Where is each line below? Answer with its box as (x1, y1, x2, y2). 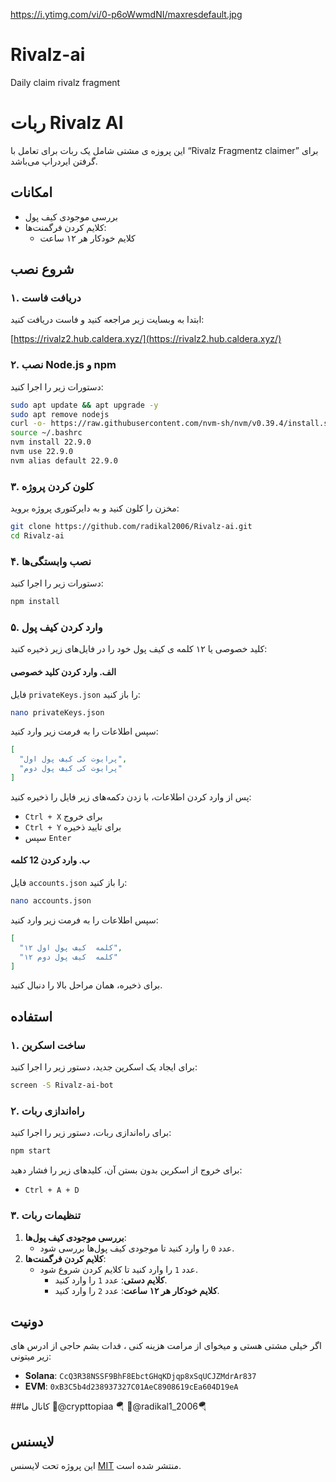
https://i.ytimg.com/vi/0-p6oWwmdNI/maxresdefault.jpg (10, 9, 243, 20)
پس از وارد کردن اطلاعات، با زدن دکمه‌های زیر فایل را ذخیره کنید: (10, 790, 252, 803)
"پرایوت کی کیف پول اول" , (19, 754, 128, 764)
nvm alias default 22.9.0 (10, 455, 118, 466)
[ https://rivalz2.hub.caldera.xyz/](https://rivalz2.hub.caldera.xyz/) (10, 333, 282, 345)
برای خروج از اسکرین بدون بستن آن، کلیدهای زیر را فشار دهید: (10, 1164, 243, 1176)
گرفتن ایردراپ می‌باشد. (10, 155, 98, 167)
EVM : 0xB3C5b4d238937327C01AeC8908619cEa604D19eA (24, 1380, 239, 1393)
